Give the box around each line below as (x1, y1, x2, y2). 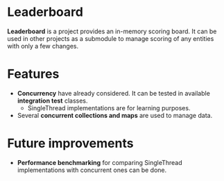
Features (7, 67, 60, 82)
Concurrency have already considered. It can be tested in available (17, 89, 210, 97)
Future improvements (7, 136, 134, 151)
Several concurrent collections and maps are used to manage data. (17, 111, 213, 119)
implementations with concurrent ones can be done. (17, 166, 167, 174)
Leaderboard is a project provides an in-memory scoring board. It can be (7, 27, 217, 35)
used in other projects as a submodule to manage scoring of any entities (7, 34, 214, 42)
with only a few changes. (7, 42, 79, 50)
